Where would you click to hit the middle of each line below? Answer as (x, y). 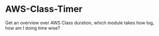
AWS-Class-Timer (44, 9)
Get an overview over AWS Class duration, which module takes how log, (80, 23)
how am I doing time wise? (33, 28)
